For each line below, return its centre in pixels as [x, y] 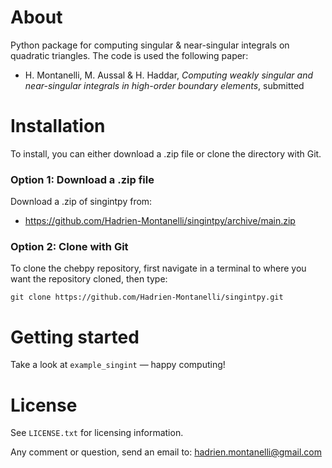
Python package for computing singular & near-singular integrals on [150, 45]
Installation [58, 126]
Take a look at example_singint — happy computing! [118, 365]
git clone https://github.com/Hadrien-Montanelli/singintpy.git [147, 297]
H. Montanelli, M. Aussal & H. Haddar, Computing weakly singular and [168, 75]
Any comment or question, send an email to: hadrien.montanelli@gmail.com [166, 452]
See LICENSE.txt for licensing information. [97, 433]
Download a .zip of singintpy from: [81, 202]
